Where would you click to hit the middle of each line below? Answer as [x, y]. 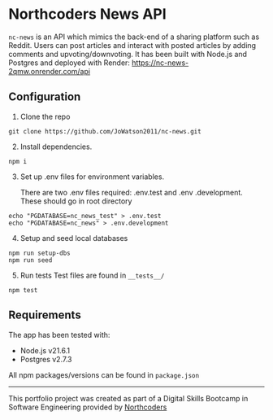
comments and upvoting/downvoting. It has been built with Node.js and [128, 54]
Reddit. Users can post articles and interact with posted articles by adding [132, 45]
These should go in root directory [76, 201]
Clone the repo [45, 116]
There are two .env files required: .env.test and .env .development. [132, 192]
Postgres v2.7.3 [46, 359]
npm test [23, 290]
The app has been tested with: [59, 335]
